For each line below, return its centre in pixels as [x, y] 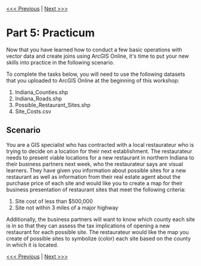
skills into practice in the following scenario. [60, 62]
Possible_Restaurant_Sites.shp [53, 105]
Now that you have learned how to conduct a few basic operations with [94, 49]
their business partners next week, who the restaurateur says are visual [94, 164]
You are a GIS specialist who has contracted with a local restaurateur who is [100, 144]
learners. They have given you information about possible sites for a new [96, 170]
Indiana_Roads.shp [38, 98]
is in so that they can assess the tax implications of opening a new [88, 226]
